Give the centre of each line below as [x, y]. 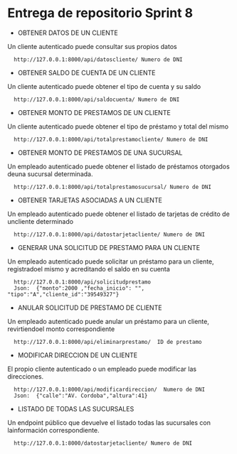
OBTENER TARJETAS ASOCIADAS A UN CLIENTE [90, 200]
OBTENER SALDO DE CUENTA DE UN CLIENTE [86, 72]
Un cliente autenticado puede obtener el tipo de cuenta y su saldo [104, 86]
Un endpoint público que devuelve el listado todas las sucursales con [109, 422]
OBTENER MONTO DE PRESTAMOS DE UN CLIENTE [94, 112]
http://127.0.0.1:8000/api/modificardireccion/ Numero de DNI [109, 389]
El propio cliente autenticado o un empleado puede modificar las [102, 369]
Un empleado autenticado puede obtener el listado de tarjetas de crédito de [118, 214]
